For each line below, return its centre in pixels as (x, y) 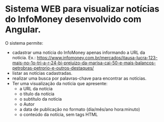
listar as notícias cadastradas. (42, 73)
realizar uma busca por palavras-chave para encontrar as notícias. (79, 78)
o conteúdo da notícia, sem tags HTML (59, 114)
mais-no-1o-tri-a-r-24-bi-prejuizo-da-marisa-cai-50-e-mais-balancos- (84, 63)
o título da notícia (37, 94)
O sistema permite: (24, 43)
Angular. (23, 30)
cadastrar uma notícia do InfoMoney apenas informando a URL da (79, 52)
